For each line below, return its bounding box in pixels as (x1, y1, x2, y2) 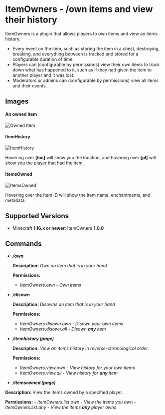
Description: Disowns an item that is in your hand (12, 301, 116, 307)
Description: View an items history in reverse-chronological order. (12, 345, 150, 351)
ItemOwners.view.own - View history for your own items (19, 365, 136, 371)
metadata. (5, 197, 26, 203)
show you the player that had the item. (5, 160, 84, 166)
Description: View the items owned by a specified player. (5, 389, 123, 395)
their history (5, 14, 57, 25)
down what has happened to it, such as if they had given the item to (12, 66, 152, 73)
